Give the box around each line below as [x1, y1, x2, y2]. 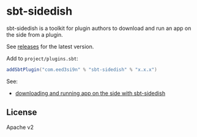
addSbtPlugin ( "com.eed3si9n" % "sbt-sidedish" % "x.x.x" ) [6, 66, 157, 73]
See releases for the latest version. [6, 43, 94, 50]
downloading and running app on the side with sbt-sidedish [15, 89, 166, 97]
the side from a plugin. [6, 31, 63, 38]
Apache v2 [6, 124, 34, 131]
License [6, 107, 37, 117]
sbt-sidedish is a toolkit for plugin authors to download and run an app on [6, 24, 191, 32]
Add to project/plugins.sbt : [6, 54, 78, 62]
